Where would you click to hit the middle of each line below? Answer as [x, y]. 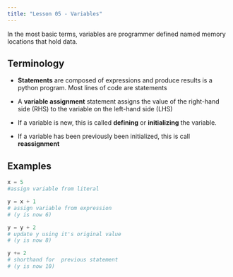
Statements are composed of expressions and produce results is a [115, 80]
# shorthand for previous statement [63, 260]
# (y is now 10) [31, 266]
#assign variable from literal [53, 189]
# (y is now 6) [30, 215]
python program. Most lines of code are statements [92, 88]
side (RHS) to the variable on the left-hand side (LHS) [95, 109]
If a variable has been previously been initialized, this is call [104, 136]
